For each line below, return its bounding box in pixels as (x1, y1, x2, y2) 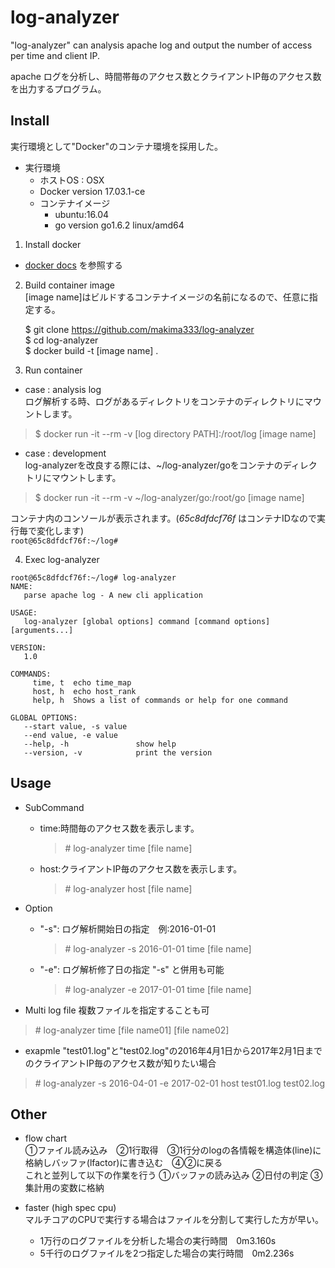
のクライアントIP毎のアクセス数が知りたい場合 (24, 1057, 217, 1069)
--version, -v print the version (23, 747, 213, 758)
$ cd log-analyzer (24, 334, 99, 346)
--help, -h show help (23, 739, 177, 749)
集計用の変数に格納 (24, 1182, 105, 1194)
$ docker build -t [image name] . (24, 344, 159, 356)
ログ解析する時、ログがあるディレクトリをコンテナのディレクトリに (24, 395, 305, 407)
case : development (24, 447, 107, 459)
